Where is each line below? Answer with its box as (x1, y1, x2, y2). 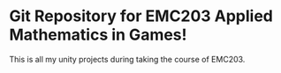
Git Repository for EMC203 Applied (9, 6, 274, 26)
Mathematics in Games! (9, 25, 187, 45)
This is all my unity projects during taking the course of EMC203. (9, 54, 246, 64)
